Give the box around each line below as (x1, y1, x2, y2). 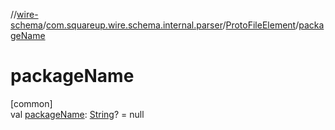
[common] (10, 97, 53, 109)
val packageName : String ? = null (10, 108, 145, 120)
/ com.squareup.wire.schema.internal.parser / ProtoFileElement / (42, 19, 300, 31)
